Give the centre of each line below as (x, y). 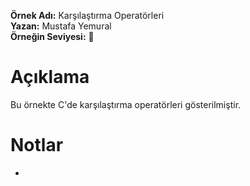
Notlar (37, 145)
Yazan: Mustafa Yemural (61, 26)
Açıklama (50, 77)
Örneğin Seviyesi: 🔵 (52, 36)
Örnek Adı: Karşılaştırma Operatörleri (87, 15)
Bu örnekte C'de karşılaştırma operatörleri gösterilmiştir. (126, 104)
